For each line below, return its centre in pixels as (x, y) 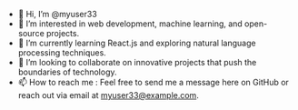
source (31, 33)
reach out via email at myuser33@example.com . (109, 95)
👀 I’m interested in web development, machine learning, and (130, 24)
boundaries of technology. (67, 72)
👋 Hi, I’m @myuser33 (57, 14)
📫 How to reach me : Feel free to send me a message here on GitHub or (153, 82)
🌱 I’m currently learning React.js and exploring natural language (137, 43)
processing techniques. (62, 53)
